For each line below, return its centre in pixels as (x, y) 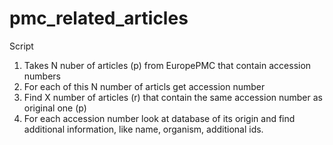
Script (21, 46)
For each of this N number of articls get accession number (144, 86)
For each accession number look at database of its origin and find (159, 118)
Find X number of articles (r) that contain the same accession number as (173, 97)
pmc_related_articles (99, 18)
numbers (42, 76)
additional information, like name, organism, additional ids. (143, 129)
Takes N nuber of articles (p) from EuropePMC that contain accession (167, 65)
